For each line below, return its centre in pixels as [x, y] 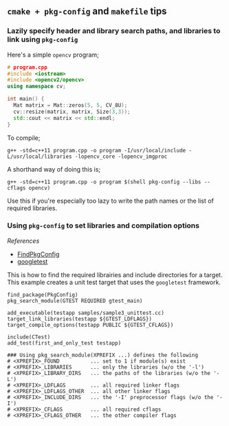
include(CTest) [29, 337]
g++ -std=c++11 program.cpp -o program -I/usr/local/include [97, 150]
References [23, 241]
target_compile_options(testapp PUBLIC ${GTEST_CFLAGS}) [90, 325]
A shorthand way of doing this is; [54, 169]
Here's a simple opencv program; [53, 54]
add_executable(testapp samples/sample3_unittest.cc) [86, 313]
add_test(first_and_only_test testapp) [64, 343]
